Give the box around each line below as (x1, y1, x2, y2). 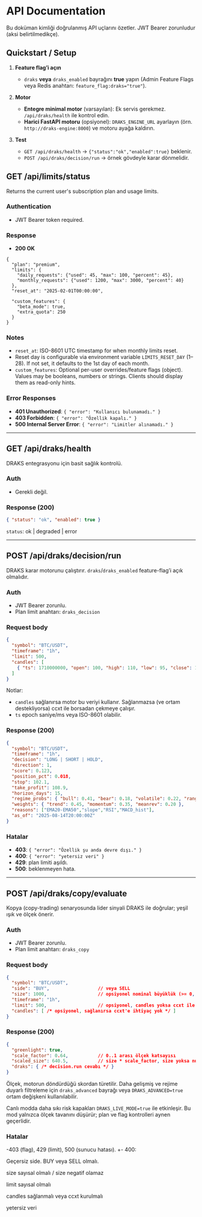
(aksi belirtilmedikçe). (6, 30, 60, 37)
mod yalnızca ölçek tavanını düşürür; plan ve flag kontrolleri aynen (6, 1111, 171, 1118)
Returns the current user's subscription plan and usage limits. (6, 188, 159, 195)
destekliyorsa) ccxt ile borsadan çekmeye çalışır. (14, 705, 136, 712)
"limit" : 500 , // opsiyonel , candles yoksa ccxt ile (11, 1002, 195, 1008)
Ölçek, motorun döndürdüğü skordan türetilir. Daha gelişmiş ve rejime (6, 1081, 178, 1088)
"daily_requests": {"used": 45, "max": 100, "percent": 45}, (17, 272, 173, 278)
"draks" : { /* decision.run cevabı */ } (11, 1064, 114, 1070)
